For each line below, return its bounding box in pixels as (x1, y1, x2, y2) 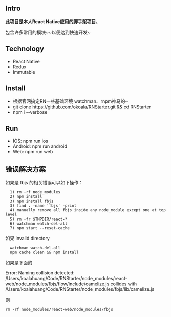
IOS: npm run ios (12, 138, 49, 144)
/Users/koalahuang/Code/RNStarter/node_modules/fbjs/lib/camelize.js (5, 286, 155, 292)
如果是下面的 (5, 260, 32, 266)
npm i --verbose (12, 109, 48, 115)
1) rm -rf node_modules (10, 190, 60, 195)
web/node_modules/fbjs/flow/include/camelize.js (5, 281, 110, 287)
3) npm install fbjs (10, 199, 54, 204)
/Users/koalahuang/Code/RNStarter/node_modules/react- (5, 275, 128, 282)
